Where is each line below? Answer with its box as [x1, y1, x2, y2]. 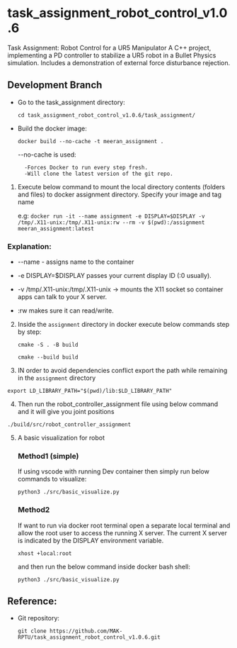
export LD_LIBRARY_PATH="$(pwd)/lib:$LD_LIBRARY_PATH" [7, 388, 173, 395]
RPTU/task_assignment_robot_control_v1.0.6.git [17, 634, 161, 641]
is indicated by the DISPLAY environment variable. [17, 536, 164, 544]
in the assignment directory [17, 374, 96, 382]
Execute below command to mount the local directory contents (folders [17, 182, 225, 191]
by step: [17, 328, 42, 336]
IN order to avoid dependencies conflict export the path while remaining [17, 367, 228, 375]
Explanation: [7, 241, 52, 251]
